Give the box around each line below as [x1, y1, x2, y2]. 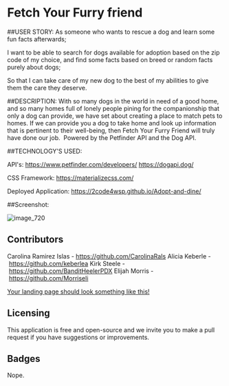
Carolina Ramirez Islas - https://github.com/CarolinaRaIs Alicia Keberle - [7, 252, 211, 260]
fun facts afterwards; [7, 34, 67, 43]
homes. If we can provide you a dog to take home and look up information [7, 119, 217, 127]
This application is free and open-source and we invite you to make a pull [7, 325, 215, 334]
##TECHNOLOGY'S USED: [7, 147, 83, 155]
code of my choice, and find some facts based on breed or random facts [7, 55, 213, 63]
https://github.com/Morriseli [8, 274, 89, 282]
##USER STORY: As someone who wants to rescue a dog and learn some [7, 28, 215, 36]
